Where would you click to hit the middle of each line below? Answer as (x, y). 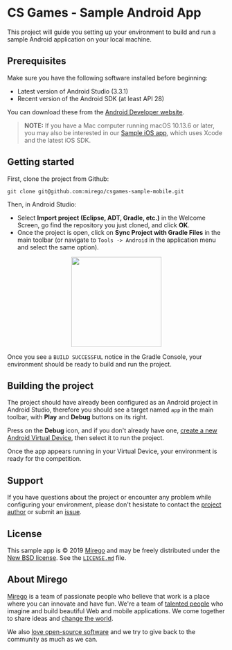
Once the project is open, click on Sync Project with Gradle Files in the (119, 232)
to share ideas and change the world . (60, 618)
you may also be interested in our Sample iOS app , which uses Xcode (123, 132)
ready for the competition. (44, 459)
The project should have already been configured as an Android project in (113, 403)
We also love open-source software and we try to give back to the (101, 631)
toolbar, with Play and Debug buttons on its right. (77, 417)
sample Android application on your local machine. (80, 39)
